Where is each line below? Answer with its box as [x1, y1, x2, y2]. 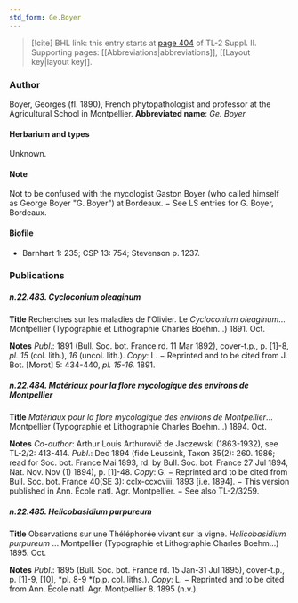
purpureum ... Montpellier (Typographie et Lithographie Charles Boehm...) [9, 538, 279, 549]
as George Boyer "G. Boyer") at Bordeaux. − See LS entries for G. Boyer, [9, 197, 274, 209]
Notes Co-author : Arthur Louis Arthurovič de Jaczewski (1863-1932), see [9, 438, 278, 449]
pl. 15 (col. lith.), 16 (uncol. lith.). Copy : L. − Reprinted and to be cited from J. [9, 350, 288, 361]
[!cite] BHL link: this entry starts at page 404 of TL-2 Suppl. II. [30, 37, 257, 48]
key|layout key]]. [30, 56, 93, 67]
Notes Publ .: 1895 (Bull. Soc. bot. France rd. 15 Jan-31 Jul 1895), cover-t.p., [9, 565, 285, 575]
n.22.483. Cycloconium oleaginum [9, 292, 141, 302]
